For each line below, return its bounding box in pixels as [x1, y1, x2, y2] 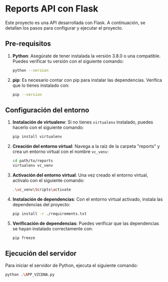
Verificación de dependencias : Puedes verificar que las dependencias [12, 220, 159, 226]
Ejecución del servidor [5, 249, 76, 257]
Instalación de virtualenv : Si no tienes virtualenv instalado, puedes [12, 119, 153, 125]
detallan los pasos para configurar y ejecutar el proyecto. [5, 25, 123, 31]
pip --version [12, 92, 42, 97]
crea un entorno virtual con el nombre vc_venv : [12, 149, 109, 155]
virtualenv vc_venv [12, 163, 53, 168]
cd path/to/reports [12, 159, 53, 164]
